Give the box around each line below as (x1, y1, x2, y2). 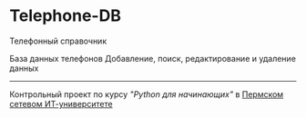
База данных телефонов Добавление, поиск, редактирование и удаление (9, 53, 296, 64)
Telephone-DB (9, 5, 121, 26)
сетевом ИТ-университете (9, 98, 113, 109)
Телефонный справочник (9, 35, 107, 46)
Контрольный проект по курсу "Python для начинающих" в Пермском (9, 88, 284, 100)
